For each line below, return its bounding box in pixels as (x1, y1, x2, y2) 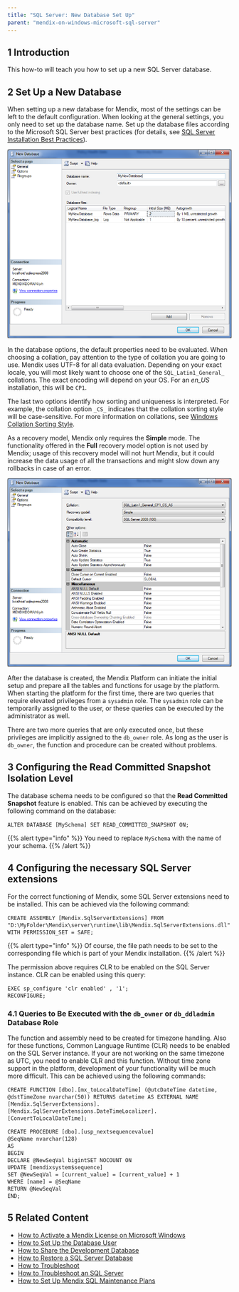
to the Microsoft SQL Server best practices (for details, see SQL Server (7, 128, 216, 136)
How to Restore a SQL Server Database (17, 1253, 134, 1262)
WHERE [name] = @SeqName (7, 1178, 81, 1185)
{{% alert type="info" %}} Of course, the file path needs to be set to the (7, 941, 218, 949)
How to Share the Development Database (17, 1246, 139, 1254)
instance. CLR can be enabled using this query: (7, 970, 146, 979)
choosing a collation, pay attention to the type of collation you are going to (7, 353, 225, 361)
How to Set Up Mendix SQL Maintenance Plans (17, 1276, 156, 1285)
